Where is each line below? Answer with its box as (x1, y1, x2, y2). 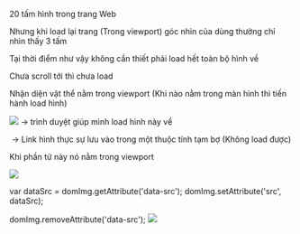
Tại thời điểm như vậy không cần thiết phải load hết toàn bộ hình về (9, 53, 259, 63)
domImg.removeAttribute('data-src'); (9, 214, 146, 225)
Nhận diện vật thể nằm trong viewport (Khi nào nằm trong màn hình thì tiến (9, 89, 286, 98)
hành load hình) (9, 98, 68, 108)
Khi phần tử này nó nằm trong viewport (9, 152, 155, 162)
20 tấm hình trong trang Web (9, 9, 117, 19)
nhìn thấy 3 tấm (9, 36, 68, 46)
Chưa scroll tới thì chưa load (9, 70, 114, 81)
